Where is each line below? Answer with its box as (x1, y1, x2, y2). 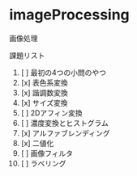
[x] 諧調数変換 (20, 87, 68, 98)
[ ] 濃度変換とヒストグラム (20, 118, 109, 128)
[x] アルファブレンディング (20, 128, 110, 138)
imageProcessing (9, 6, 131, 24)
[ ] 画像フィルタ (20, 148, 74, 158)
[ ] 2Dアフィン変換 (20, 107, 83, 118)
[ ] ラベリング (20, 158, 66, 168)
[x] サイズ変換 (20, 98, 68, 107)
